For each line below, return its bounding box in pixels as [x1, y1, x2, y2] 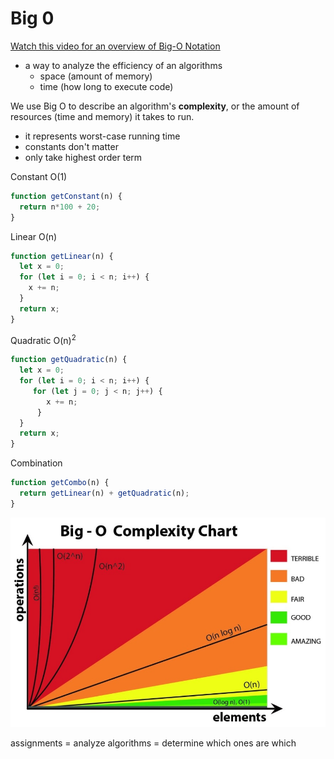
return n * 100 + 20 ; [19, 202, 101, 212]
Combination [10, 457, 63, 469]
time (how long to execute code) [39, 80, 174, 92]
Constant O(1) [10, 170, 68, 182]
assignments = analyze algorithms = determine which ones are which [10, 737, 297, 749]
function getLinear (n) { [10, 251, 114, 261]
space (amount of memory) [39, 70, 153, 82]
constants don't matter [24, 140, 119, 152]
